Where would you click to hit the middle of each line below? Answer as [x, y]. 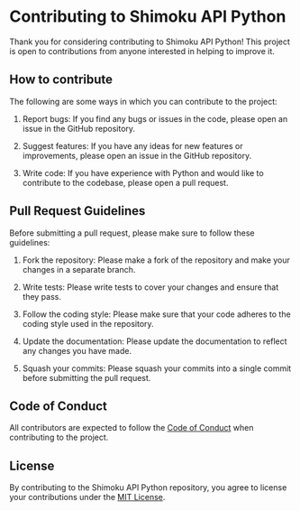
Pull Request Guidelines [77, 211]
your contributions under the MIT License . [87, 497]
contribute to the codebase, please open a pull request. [125, 182]
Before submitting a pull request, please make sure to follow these [132, 233]
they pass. [41, 296]
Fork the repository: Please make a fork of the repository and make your [156, 260]
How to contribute [61, 80]
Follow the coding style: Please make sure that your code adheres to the [156, 314]
